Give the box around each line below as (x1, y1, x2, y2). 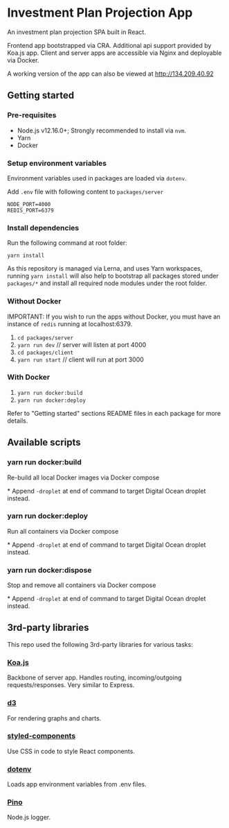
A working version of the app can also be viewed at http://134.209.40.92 (7, 69, 214, 78)
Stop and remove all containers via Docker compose (7, 581, 156, 589)
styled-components (7, 731, 76, 741)
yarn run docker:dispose (7, 565, 92, 575)
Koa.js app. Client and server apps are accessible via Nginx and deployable (7, 49, 222, 57)
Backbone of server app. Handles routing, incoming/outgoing (7, 673, 182, 682)
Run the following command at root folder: (7, 239, 128, 247)
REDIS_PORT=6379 (7, 207, 54, 214)
